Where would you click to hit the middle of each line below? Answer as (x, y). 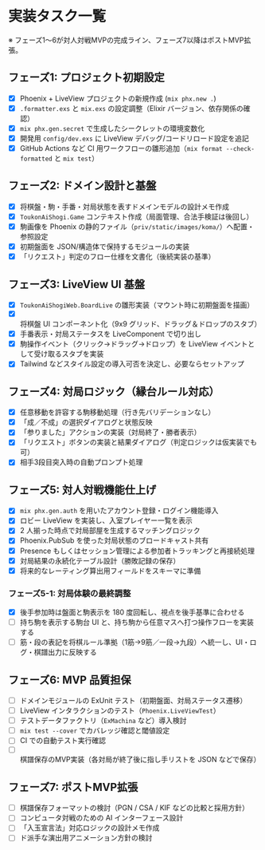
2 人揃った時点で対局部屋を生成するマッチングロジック (110, 531)
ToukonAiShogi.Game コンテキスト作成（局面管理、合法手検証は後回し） (136, 216)
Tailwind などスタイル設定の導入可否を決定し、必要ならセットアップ (132, 364)
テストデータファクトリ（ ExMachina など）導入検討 (103, 721)
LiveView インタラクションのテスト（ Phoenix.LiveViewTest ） (120, 710)
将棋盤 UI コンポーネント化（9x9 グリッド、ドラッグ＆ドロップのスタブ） (140, 324)
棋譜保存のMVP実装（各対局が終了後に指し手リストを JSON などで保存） (140, 760)
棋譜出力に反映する (65, 652)
